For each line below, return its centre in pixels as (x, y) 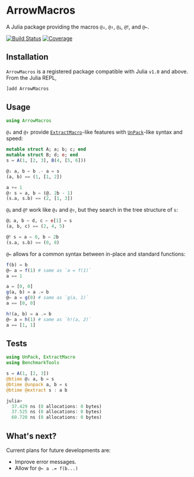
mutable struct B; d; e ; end (42, 155)
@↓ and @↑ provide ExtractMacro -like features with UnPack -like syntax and (94, 132)
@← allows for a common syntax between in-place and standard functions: (96, 254)
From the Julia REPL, (31, 77)
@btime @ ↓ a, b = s (30, 379)
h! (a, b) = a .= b (29, 314)
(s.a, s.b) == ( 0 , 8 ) (33, 242)
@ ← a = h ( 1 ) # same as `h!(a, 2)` (49, 319)
